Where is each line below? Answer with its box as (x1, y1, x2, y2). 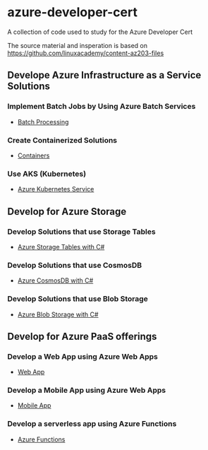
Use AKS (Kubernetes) (7, 169, 87, 179)
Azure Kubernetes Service (17, 185, 94, 194)
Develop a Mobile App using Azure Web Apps (7, 386, 166, 396)
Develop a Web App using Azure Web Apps (7, 351, 159, 361)
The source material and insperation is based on (7, 41, 148, 49)
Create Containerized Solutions (7, 135, 118, 145)
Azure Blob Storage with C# (17, 310, 99, 319)
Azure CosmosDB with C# (17, 276, 94, 285)
